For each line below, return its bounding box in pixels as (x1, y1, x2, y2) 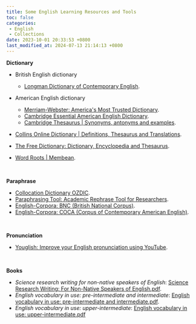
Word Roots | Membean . (15, 154, 76, 161)
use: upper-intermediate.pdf (15, 311, 86, 318)
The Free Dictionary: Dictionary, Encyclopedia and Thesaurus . (15, 142, 170, 149)
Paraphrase (6, 177, 36, 184)
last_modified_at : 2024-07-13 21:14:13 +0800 (6, 43, 123, 49)
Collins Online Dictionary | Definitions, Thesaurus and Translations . (15, 131, 182, 138)
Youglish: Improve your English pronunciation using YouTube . (15, 243, 168, 251)
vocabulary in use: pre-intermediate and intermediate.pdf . (15, 297, 160, 305)
